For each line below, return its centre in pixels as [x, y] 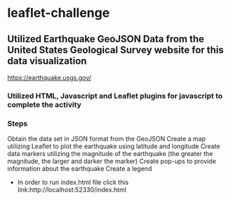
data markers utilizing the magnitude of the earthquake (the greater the [110, 154]
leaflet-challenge [59, 13]
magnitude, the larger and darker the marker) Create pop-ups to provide [112, 161]
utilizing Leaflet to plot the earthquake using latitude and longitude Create [114, 146]
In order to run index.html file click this [73, 182]
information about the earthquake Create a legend [80, 169]
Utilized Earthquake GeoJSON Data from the [106, 39]
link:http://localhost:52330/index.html [72, 190]
